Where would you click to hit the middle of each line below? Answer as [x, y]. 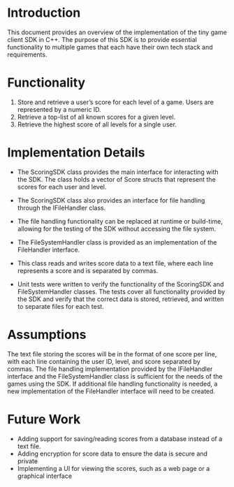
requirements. [27, 54]
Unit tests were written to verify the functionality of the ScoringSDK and [120, 284]
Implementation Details [76, 153]
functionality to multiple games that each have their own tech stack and [110, 47]
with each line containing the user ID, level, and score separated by [104, 361]
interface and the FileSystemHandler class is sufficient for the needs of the [115, 376]
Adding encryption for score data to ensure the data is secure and [112, 453]
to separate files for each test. [61, 306]
